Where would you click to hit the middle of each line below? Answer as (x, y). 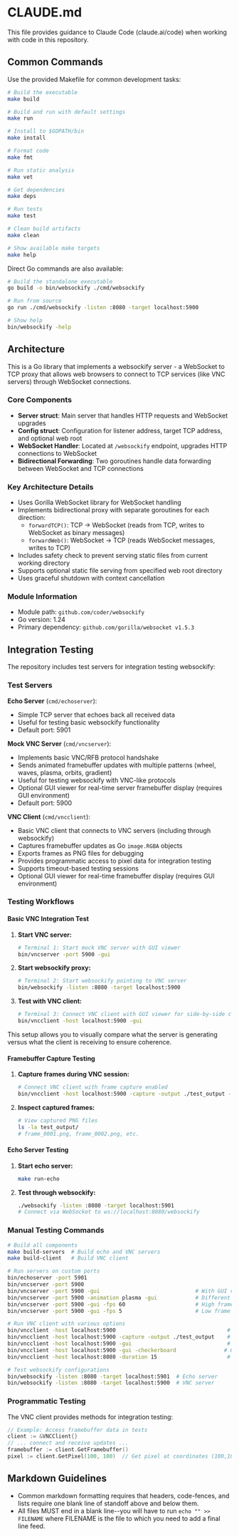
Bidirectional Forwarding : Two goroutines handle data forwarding (114, 461)
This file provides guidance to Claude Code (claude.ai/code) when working (117, 32)
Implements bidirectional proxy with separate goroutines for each (113, 510)
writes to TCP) (49, 548)
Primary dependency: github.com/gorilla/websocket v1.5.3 (106, 627)
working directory (44, 563)
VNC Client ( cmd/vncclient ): (49, 816)
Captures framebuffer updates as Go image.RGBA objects (100, 846)
